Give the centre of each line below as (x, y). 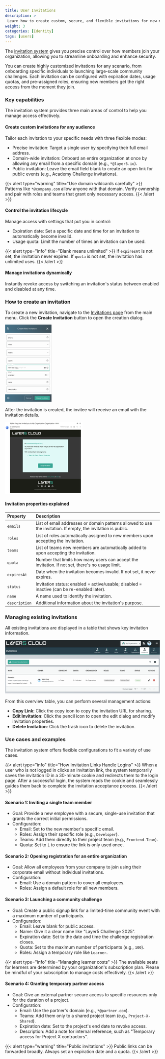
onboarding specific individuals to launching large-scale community (74, 71)
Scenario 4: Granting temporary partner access (55, 984)
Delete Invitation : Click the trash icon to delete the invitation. (74, 726)
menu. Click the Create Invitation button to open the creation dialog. (74, 318)
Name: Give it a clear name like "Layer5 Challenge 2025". (78, 931)
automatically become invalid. (42, 236)
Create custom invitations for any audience (50, 127)
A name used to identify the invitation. (74, 596)
